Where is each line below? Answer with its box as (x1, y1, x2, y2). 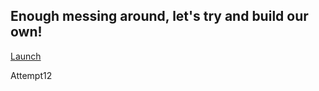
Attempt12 (10, 69, 53, 81)
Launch (10, 50, 42, 62)
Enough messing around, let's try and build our (10, 8, 309, 25)
